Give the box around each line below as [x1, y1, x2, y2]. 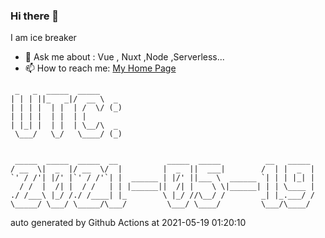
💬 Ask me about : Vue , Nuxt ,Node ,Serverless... [24, 51, 225, 63]
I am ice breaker [10, 32, 77, 44]
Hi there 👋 [10, 9, 60, 23]
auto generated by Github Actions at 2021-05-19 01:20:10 [10, 217, 247, 229]
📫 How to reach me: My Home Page [24, 62, 177, 74]
